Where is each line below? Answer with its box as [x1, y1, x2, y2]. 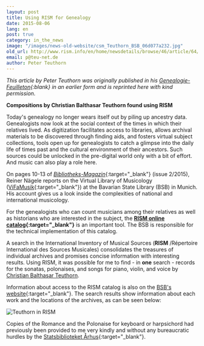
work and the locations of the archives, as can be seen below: [6, 296, 161, 303]
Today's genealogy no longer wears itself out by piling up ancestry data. [6, 113, 187, 121]
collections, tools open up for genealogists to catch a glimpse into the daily [6, 139, 194, 146]
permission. [6, 90, 36, 97]
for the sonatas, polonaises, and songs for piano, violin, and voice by [6, 265, 178, 272]
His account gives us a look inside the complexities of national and [6, 189, 173, 197]
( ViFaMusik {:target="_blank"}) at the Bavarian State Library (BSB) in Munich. [6, 183, 198, 191]
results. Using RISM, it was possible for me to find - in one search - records [6, 258, 195, 266]
